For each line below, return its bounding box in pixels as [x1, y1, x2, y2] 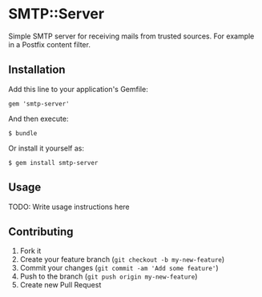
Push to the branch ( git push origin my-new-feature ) [19, 271, 198, 281]
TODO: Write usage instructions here [8, 202, 130, 211]
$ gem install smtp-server [8, 159, 99, 167]
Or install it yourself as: [8, 143, 84, 153]
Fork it [19, 246, 42, 256]
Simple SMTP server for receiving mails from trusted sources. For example [8, 31, 255, 41]
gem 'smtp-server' [8, 99, 70, 108]
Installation [8, 63, 66, 77]
